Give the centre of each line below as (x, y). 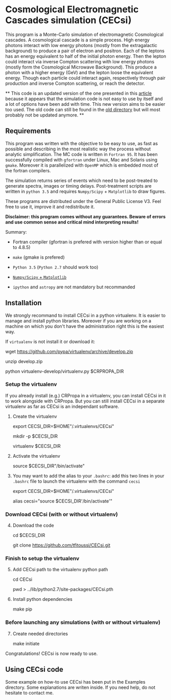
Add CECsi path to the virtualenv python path (60, 570)
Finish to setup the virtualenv (42, 558)
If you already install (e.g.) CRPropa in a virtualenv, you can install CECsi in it (86, 395)
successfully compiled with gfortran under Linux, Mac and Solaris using (81, 160)
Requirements (28, 131)
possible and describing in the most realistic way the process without (78, 149)
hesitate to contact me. (30, 693)
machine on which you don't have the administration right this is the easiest (85, 326)
